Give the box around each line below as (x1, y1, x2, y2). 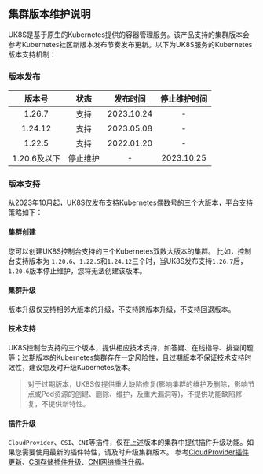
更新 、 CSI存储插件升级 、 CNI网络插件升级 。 (8, 457, 149, 467)
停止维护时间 (159, 94, 208, 105)
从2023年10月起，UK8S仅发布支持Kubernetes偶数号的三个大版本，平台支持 (8, 198, 254, 207)
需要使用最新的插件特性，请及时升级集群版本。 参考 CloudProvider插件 (21, 447, 250, 457)
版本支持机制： (8, 50, 57, 59)
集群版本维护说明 (8, 7, 91, 21)
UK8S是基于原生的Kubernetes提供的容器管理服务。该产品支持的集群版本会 (8, 30, 250, 39)
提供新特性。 (48, 399, 90, 409)
